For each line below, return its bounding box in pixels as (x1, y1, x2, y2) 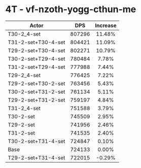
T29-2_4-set (8, 72, 41, 79)
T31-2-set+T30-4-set (8, 39, 65, 46)
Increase (95, 22, 117, 29)
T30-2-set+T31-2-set (8, 88, 65, 95)
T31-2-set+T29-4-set (8, 63, 65, 71)
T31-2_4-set (8, 105, 41, 112)
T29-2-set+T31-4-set (8, 154, 65, 161)
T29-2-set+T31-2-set (8, 96, 65, 104)
